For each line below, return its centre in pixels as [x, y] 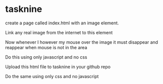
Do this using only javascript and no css [46, 57]
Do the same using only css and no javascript [52, 76]
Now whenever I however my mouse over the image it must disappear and [82, 42]
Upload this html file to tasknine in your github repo [58, 67]
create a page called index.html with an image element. [62, 23]
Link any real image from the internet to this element [59, 32]
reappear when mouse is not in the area [46, 47]
